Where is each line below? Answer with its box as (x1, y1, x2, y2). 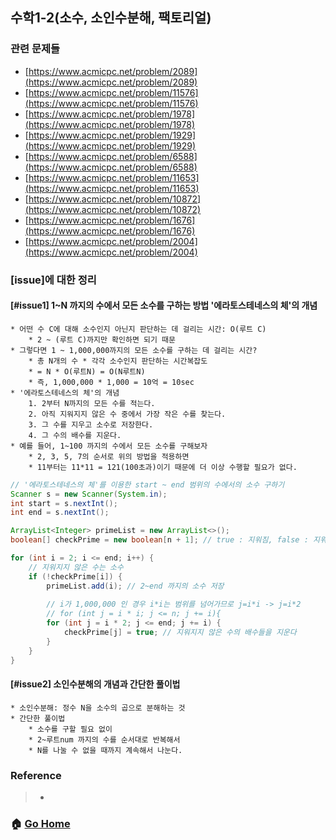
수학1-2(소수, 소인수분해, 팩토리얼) (10, 9, 212, 27)
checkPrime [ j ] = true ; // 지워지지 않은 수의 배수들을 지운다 (63, 628, 297, 638)
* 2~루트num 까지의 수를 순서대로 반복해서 (28, 734, 181, 745)
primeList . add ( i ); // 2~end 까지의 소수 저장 (46, 581, 225, 591)
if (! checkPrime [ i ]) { (28, 571, 123, 582)
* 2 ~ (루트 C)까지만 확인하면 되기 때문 (28, 334, 176, 345)
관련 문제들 (10, 42, 61, 56)
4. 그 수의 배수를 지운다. (28, 430, 122, 440)
